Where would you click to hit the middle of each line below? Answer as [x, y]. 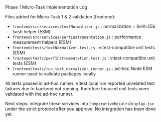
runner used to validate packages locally [54, 74]
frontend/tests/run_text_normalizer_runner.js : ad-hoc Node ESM [82, 68]
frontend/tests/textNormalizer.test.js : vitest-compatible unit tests [84, 47]
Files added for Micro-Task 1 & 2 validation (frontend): [60, 17]
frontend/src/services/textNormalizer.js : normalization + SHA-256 [84, 26]
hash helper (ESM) [31, 31]
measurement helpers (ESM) [42, 42]
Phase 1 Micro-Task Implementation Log [46, 7]
